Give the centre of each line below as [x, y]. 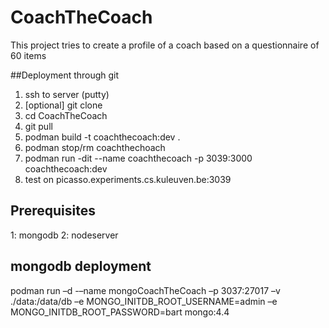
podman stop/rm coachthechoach [95, 147]
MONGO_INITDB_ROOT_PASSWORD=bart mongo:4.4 [120, 312]
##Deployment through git [65, 75]
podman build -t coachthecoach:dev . [102, 137]
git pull [38, 126]
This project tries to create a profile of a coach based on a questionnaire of [165, 45]
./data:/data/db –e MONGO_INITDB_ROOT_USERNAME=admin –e [144, 301]
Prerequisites [53, 211]
